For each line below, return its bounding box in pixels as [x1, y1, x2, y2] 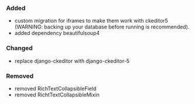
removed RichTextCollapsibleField [14, 85, 97, 92]
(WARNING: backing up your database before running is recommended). [14, 23, 190, 30]
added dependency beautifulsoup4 [14, 30, 100, 37]
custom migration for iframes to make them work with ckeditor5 [14, 17, 169, 24]
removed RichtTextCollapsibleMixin [14, 91, 100, 98]
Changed [6, 44, 33, 52]
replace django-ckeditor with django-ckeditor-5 [14, 57, 130, 64]
